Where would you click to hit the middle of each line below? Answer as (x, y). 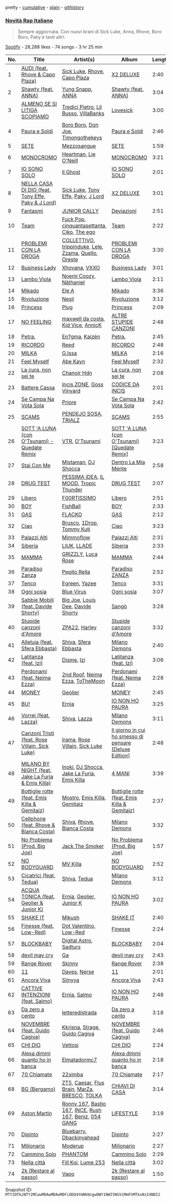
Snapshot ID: (19, 1190)
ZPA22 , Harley (79, 628)
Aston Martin (37, 1113)
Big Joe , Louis (79, 600)
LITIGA (29, 110)
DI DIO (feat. (36, 190)
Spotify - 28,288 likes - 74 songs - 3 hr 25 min (54, 47)
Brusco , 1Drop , (80, 523)
